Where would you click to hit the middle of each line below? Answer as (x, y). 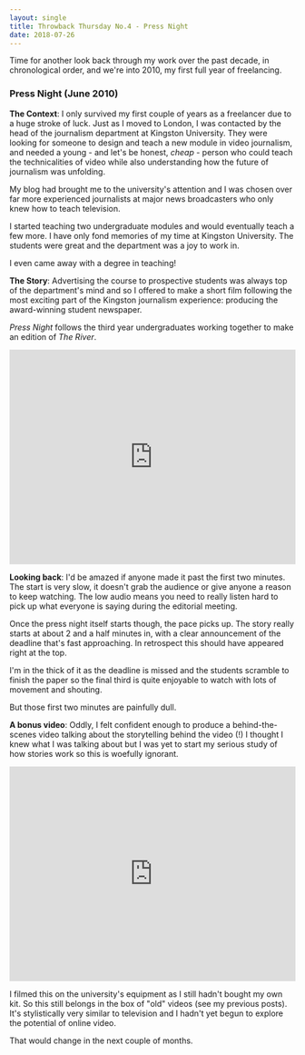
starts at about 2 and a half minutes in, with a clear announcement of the (145, 633)
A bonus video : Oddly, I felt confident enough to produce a (120, 724)
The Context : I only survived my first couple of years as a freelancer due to (151, 114)
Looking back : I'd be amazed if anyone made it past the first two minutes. (148, 577)
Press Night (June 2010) (64, 94)
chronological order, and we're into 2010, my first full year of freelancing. (146, 70)
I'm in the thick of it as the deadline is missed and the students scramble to (149, 670)
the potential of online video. (63, 1022)
